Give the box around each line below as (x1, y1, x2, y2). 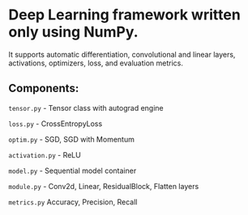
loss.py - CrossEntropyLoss (8, 119, 103, 129)
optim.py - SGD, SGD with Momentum (8, 134, 135, 144)
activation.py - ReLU (8, 150, 81, 159)
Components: (8, 82, 79, 95)
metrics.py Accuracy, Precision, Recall (8, 196, 138, 207)
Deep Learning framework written (8, 6, 241, 24)
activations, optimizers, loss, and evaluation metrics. (8, 58, 184, 68)
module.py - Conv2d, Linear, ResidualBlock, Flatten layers (8, 181, 199, 191)
